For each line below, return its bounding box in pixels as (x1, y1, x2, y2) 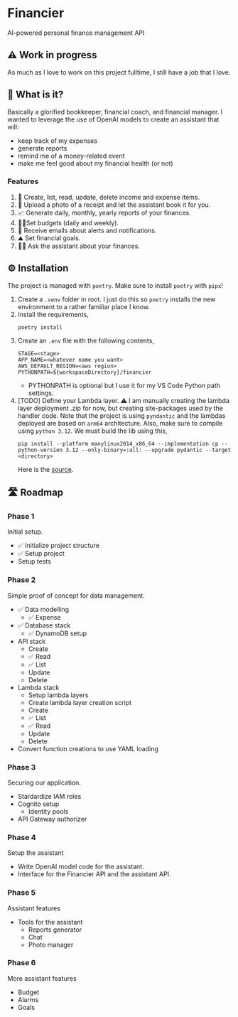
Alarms (17, 995, 39, 1003)
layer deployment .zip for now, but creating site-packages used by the (17, 404, 224, 412)
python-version (17, 446, 63, 453)
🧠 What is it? (7, 89, 64, 101)
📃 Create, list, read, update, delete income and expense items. (17, 193, 200, 201)
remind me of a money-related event (17, 151, 125, 160)
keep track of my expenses (17, 136, 98, 145)
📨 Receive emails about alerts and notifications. (17, 226, 157, 235)
